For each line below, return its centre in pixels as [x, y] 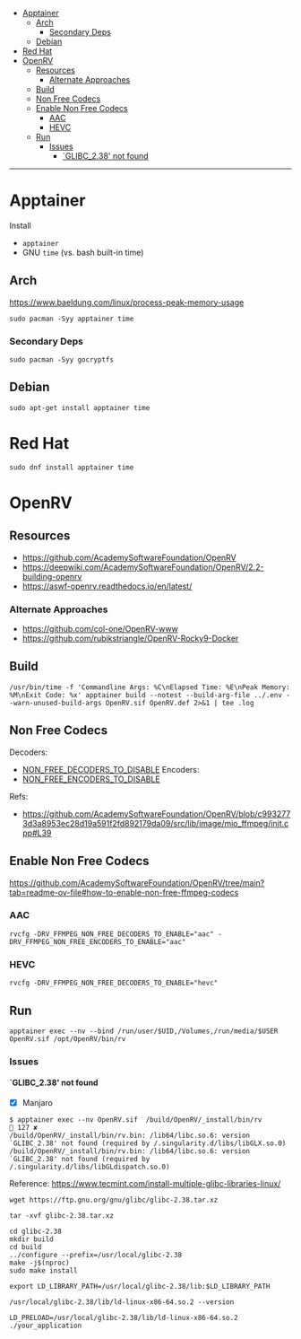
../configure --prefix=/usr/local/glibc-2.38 [95, 1256]
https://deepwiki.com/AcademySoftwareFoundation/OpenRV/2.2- [143, 567]
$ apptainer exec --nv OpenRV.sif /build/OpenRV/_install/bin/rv [136, 1120]
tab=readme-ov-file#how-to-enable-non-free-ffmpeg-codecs [124, 892]
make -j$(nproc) [39, 1263]
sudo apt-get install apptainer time [80, 407]
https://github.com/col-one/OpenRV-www [100, 629]
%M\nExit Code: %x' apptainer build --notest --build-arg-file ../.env [146, 695]
